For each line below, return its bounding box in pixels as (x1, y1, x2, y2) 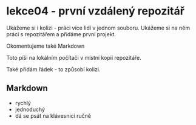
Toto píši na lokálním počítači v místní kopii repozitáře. (6, 54, 141, 61)
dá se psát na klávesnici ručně (15, 112, 91, 119)
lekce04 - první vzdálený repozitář (6, 4, 185, 18)
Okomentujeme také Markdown (6, 42, 85, 50)
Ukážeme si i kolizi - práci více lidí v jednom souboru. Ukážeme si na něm (6, 24, 190, 31)
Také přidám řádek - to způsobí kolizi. (6, 65, 101, 73)
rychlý (15, 99, 32, 106)
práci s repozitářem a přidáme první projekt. (6, 30, 117, 37)
